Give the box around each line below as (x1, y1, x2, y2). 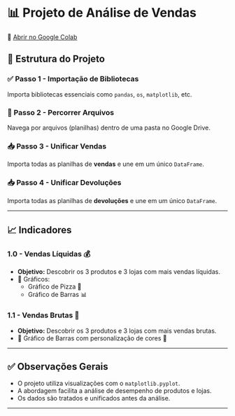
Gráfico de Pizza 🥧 (27, 282, 82, 291)
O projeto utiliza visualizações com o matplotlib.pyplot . (17, 379, 180, 388)
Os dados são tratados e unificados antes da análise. (17, 394, 171, 403)
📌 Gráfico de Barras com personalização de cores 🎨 (17, 333, 168, 342)
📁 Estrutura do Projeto (7, 53, 105, 65)
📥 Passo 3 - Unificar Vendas (7, 141, 107, 151)
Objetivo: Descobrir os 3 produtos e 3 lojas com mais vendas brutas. (17, 326, 217, 335)
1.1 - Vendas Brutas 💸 (7, 310, 80, 320)
